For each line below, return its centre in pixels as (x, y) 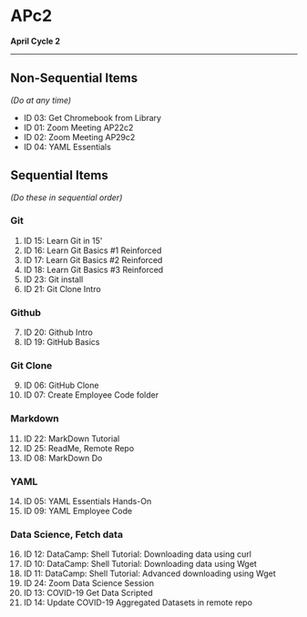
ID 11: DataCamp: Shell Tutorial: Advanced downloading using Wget (149, 573)
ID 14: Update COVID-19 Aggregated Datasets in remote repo (138, 602)
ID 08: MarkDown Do (63, 458)
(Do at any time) (41, 100)
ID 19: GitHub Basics (61, 342)
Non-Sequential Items (74, 78)
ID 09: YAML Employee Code (78, 511)
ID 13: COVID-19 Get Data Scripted (88, 593)
